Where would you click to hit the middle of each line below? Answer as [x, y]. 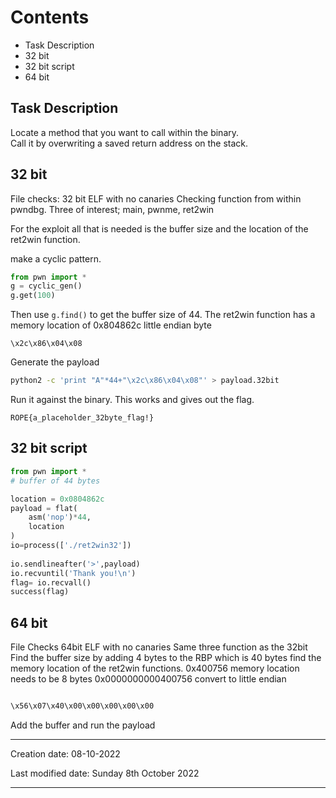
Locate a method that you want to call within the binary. [125, 132]
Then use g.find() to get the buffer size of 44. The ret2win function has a [163, 315]
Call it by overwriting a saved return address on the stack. [129, 143]
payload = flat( [44, 508]
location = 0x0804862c [57, 499]
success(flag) [40, 592]
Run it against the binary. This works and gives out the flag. [132, 400]
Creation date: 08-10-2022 [65, 753]
